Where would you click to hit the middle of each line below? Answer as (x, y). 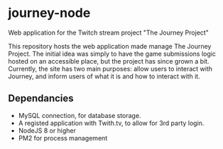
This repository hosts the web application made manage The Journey (110, 46)
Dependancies (41, 99)
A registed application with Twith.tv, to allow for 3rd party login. (111, 123)
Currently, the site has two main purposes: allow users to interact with (110, 68)
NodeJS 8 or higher (47, 130)
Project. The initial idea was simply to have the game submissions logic (112, 54)
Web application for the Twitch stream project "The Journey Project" (108, 32)
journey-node (49, 13)
